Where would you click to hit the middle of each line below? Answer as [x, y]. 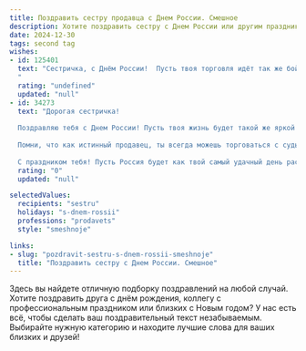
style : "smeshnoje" [55, 229]
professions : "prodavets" [67, 221]
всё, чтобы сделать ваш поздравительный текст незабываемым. [136, 318]
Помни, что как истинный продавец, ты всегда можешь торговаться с [148, 145]
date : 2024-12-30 [42, 35]
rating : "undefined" [56, 86]
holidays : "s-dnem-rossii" [69, 212]
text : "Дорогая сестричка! [69, 111]
